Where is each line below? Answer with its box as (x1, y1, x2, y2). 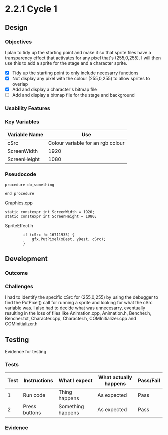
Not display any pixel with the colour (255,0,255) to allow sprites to (12, 75, 150, 81)
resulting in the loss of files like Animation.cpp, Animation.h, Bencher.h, (5, 310, 151, 316)
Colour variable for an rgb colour (48, 140, 125, 147)
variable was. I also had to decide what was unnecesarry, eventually (5, 305, 146, 311)
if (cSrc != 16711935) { (23, 232, 75, 237)
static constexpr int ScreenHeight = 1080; (5, 214, 97, 219)
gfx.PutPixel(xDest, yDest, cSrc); (31, 236, 106, 242)
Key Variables (5, 118, 40, 125)
